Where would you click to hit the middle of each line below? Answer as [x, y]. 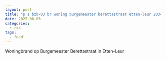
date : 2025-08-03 [23, 19]
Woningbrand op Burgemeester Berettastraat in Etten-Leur [65, 51]
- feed [16, 37]
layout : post [19, 10]
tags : [11, 32]
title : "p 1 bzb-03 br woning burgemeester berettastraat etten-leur [78, 14]
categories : [17, 23]
